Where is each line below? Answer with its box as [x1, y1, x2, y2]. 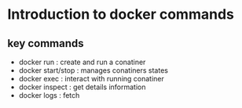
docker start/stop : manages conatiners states [18, 66, 168, 75]
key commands [7, 37, 84, 50]
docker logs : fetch [18, 91, 80, 99]
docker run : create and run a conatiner [18, 57, 146, 67]
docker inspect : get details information [18, 82, 146, 92]
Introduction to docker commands [7, 5, 235, 23]
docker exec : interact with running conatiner [18, 74, 164, 83]
